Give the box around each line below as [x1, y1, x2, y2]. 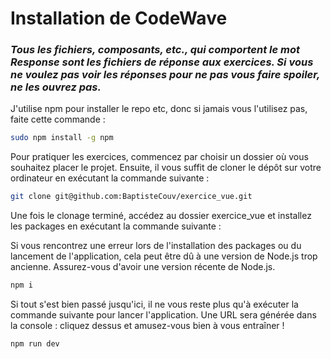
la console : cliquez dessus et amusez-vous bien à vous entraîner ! [10, 320, 285, 332]
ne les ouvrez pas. [10, 80, 102, 94]
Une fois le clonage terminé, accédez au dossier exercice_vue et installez [10, 210, 312, 222]
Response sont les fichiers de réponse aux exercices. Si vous [10, 55, 314, 69]
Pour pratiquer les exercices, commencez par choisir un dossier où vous [10, 151, 309, 163]
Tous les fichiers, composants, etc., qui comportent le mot [10, 43, 300, 57]
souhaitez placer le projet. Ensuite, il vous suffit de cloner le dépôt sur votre [10, 162, 322, 174]
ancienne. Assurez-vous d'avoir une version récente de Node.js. [10, 261, 276, 273]
